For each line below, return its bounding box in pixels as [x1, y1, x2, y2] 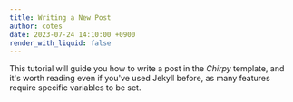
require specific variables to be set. [9, 82, 142, 93]
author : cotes [9, 22, 63, 31]
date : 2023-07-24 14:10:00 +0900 [9, 30, 136, 39]
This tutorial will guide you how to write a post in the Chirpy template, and [9, 63, 285, 74]
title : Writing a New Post [9, 13, 112, 23]
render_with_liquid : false [9, 38, 112, 48]
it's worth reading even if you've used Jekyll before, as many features [9, 73, 270, 84]
